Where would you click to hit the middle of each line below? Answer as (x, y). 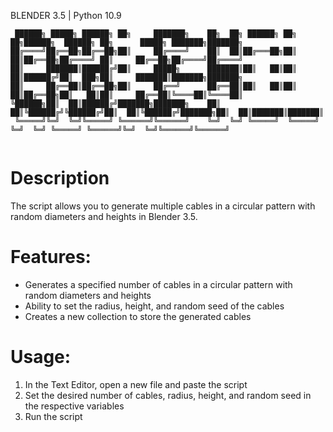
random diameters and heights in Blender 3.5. (104, 216)
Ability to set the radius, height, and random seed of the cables (154, 306)
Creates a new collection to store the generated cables (138, 316)
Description (60, 178)
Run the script (53, 416)
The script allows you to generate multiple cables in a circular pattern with (163, 206)
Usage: (41, 357)
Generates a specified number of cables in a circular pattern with (158, 284)
